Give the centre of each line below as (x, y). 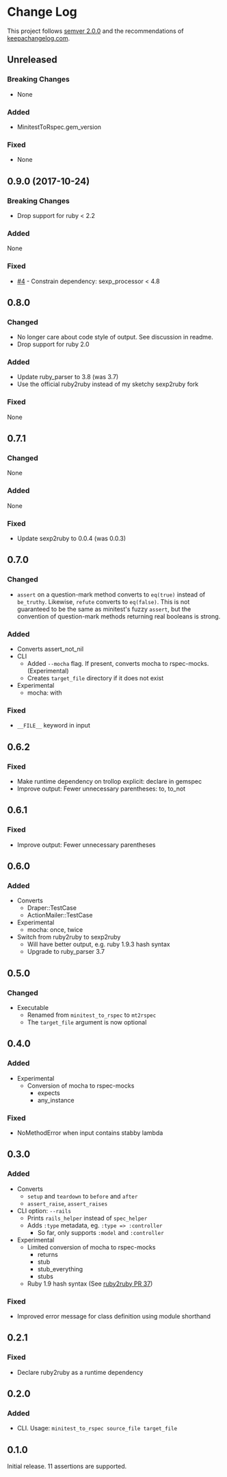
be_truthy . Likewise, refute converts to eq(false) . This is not (103, 601)
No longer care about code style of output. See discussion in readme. (115, 337)
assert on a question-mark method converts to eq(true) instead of (111, 595)
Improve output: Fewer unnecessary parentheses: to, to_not (101, 789)
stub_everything (60, 1269)
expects (49, 1093)
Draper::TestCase (52, 908)
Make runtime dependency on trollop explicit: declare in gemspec (109, 782)
